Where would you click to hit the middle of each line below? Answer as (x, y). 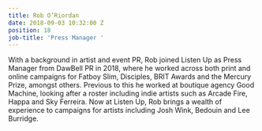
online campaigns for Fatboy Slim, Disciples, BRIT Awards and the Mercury (130, 77)
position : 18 (30, 30)
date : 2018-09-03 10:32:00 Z (56, 23)
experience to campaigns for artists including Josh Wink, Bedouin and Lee (129, 110)
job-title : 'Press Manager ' (56, 37)
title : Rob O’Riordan (44, 15)
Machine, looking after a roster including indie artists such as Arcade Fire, (128, 94)
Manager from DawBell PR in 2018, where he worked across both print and (129, 69)
